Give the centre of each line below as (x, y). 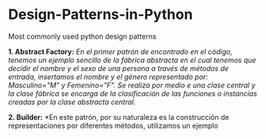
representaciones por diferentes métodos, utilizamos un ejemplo (114, 125)
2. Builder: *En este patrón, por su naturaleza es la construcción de (119, 117)
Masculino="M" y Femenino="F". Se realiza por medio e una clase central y (132, 85)
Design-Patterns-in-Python (100, 15)
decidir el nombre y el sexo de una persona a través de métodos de (119, 68)
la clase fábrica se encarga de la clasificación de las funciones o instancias (133, 93)
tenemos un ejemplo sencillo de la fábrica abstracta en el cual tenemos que (132, 60)
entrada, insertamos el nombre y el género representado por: (108, 76)
